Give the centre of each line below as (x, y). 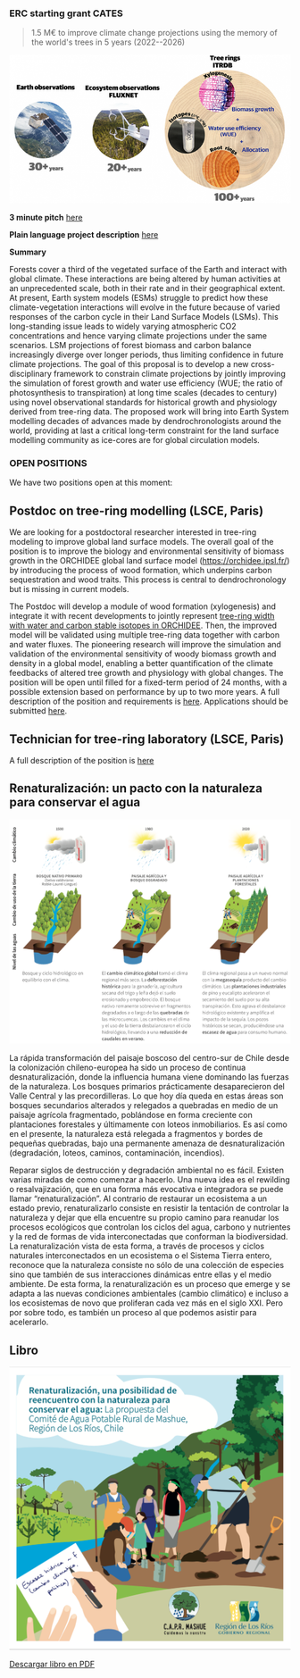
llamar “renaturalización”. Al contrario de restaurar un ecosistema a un (138, 1198)
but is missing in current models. (69, 589)
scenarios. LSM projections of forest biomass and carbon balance (130, 346)
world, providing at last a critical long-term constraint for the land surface (144, 430)
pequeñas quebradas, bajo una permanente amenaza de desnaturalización (147, 1144)
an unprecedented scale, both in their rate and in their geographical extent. (147, 288)
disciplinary (30, 374)
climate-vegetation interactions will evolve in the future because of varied (145, 307)
